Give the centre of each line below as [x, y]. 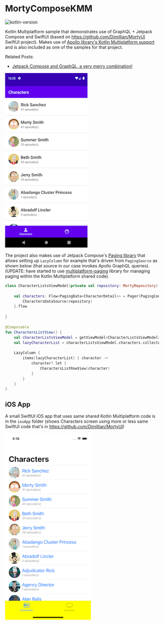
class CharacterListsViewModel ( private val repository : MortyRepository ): [83, 286]
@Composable [17, 327]
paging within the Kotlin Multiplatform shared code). [57, 276]
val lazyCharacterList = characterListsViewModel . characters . [78, 343]
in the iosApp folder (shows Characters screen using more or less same [77, 421]
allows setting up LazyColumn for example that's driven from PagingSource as [81, 261]
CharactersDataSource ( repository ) [58, 301]
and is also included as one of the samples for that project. [64, 47]
